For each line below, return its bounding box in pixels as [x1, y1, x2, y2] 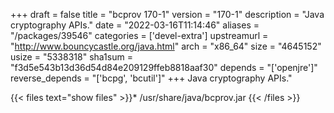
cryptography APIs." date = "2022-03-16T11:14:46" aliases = [10, 19, 260, 31]
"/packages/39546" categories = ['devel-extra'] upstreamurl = [10, 30, 269, 41]
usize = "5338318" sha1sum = [10, 51, 133, 63]
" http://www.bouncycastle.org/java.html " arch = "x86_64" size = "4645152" [10, 40, 322, 52]
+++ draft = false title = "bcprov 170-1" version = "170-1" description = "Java [10, 9, 325, 20]
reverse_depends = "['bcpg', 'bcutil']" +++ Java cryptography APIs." [10, 72, 293, 84]
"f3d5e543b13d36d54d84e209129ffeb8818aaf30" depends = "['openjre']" [10, 62, 318, 73]
